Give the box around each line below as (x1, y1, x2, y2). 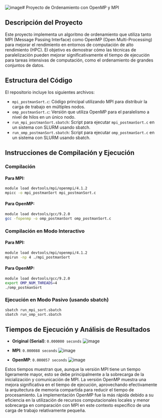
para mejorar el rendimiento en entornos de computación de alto (5, 42, 134, 47)
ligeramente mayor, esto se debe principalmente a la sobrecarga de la (5, 372, 144, 377)
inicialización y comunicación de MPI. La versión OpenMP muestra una (5, 377, 147, 383)
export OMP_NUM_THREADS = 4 (5, 280, 57, 285)
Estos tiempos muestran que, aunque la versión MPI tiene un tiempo (5, 366, 141, 372)
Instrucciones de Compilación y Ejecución (5, 149, 134, 157)
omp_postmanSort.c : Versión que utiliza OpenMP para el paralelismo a (12, 109, 149, 115)
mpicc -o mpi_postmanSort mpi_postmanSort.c (5, 190, 96, 196)
